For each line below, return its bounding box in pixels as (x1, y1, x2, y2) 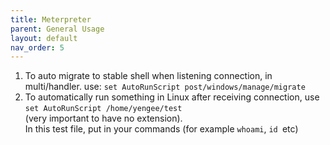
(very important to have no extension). (24, 112, 183, 125)
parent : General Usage (10, 24, 105, 34)
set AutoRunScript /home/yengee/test (24, 104, 183, 114)
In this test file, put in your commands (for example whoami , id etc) (24, 123, 299, 135)
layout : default (10, 33, 78, 43)
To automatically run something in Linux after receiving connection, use (24, 91, 320, 103)
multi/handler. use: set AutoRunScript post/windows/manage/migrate (24, 81, 306, 93)
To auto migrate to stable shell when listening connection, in (24, 70, 273, 82)
